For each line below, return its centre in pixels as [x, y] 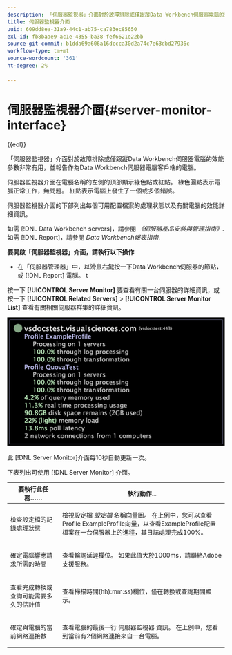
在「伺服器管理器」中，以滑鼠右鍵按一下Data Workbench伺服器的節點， [120, 267]
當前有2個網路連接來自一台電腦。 [116, 636]
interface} [37, 125]
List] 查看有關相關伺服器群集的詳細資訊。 [66, 307]
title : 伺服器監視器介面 [39, 22]
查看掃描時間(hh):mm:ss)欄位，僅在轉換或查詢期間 [134, 591]
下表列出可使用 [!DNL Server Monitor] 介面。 [71, 473]
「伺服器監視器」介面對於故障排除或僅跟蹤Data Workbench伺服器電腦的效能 [116, 158]
